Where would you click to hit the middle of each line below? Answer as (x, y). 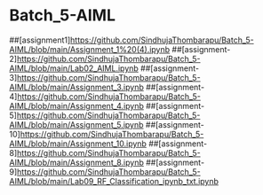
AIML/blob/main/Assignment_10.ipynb (78, 144)
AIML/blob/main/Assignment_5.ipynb (76, 124)
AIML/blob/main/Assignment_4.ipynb (77, 105)
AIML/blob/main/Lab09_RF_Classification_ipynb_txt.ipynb (114, 181)
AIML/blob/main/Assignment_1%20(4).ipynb (90, 49)
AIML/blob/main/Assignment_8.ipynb (76, 162)
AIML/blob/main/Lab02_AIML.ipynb (74, 68)
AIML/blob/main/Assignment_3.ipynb (76, 87)
